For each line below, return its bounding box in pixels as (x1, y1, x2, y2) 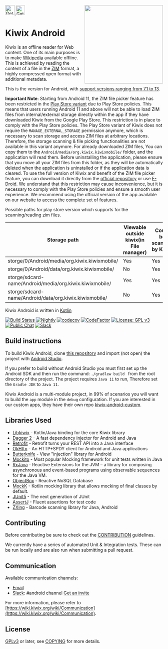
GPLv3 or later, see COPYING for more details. (5, 638, 100, 644)
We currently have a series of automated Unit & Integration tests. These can (5, 542, 161, 548)
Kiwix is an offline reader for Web (5, 44, 74, 50)
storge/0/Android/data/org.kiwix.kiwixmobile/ (7, 266, 114, 273)
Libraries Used (5, 416, 51, 425)
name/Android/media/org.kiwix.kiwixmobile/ (7, 280, 111, 287)
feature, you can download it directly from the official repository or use (5, 175, 151, 181)
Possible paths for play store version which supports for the (5, 206, 128, 212)
